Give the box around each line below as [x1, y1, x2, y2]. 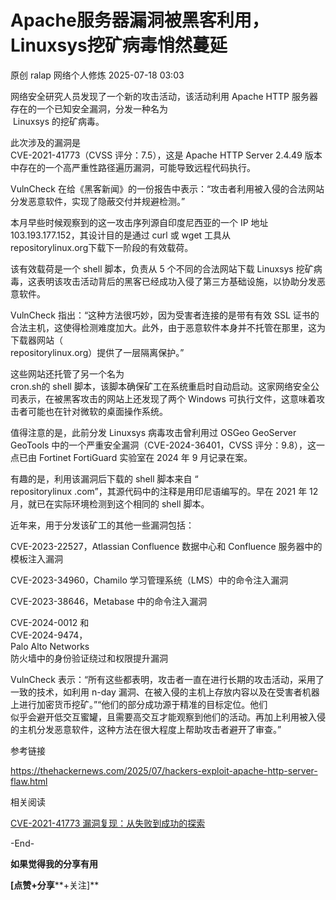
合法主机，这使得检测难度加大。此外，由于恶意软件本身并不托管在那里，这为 [10, 321, 326, 333]
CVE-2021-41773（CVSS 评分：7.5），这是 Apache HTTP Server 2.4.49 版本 [10, 149, 323, 161]
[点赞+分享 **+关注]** [10, 879, 100, 891]
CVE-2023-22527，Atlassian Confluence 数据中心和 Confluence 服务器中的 [10, 540, 323, 552]
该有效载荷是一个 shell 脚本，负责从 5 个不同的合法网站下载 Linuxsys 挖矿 [10, 262, 314, 275]
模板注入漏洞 [10, 552, 63, 565]
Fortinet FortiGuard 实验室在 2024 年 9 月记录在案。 [38, 451, 253, 463]
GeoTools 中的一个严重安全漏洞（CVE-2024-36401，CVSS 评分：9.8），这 [10, 439, 317, 451]
